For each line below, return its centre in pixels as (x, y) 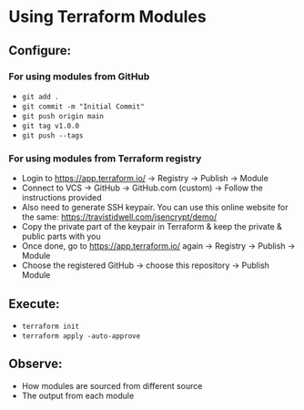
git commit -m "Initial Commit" (83, 107)
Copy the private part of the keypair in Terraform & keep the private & (152, 227)
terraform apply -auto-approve (81, 336)
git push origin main (62, 116)
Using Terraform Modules (107, 17)
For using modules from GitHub (79, 77)
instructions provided (61, 198)
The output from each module (78, 395)
